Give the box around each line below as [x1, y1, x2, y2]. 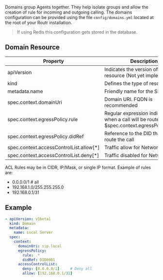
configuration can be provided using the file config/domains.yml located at [5, 15, 154, 20]
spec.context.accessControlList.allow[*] [7, 144, 100, 151]
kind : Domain [9, 221, 36, 226]
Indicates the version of [104, 66, 158, 73]
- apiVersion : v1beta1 [5, 217, 51, 221]
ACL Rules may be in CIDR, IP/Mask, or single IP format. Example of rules [5, 164, 151, 170]
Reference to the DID [104, 130, 152, 137]
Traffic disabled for [104, 152, 148, 159]
